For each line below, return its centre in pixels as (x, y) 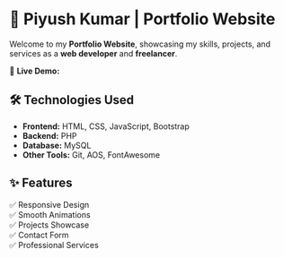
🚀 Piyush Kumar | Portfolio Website (142, 19)
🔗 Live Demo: (35, 71)
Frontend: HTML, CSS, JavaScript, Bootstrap (106, 126)
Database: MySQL (57, 145)
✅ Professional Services (54, 245)
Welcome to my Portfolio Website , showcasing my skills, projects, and (140, 44)
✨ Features (41, 183)
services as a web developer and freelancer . (93, 53)
